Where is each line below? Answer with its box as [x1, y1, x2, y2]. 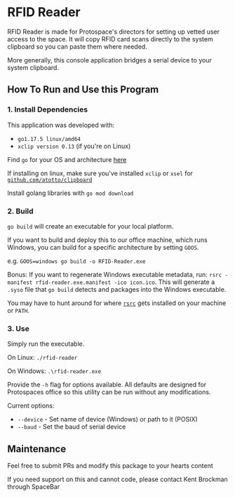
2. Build [7, 206, 34, 216]
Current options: [7, 401, 55, 410]
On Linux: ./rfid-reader [7, 354, 78, 362]
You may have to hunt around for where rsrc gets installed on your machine [7, 299, 227, 307]
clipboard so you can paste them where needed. [7, 42, 147, 51]
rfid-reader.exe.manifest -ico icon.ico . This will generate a [35, 278, 215, 286]
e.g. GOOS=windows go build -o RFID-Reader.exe [7, 257, 146, 265]
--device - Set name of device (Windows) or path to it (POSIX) [17, 415, 198, 424]
